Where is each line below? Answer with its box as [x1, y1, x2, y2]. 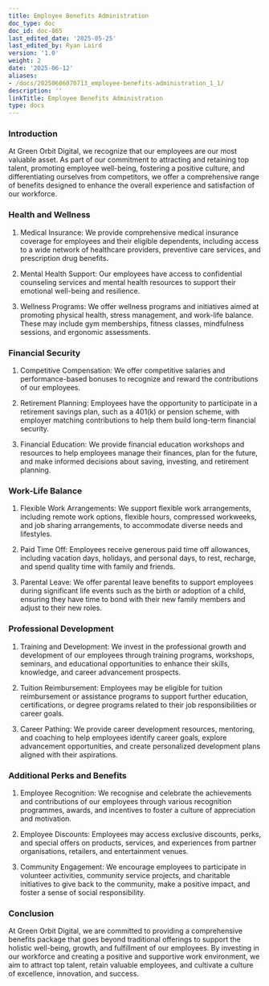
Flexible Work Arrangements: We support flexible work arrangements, [19, 504, 251, 514]
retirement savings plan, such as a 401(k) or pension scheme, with [19, 407, 240, 417]
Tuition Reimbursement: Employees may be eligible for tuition [19, 683, 223, 692]
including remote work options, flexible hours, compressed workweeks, [19, 512, 257, 522]
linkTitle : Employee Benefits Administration [8, 94, 163, 102]
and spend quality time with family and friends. [19, 562, 176, 571]
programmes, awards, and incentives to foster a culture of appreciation [19, 805, 255, 815]
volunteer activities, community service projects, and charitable [19, 870, 230, 880]
